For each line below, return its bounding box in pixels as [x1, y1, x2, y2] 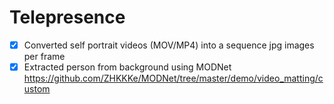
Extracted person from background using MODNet [23, 61, 232, 73]
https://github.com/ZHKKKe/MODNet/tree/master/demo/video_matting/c [23, 72, 324, 85]
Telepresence [9, 6, 126, 29]
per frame [23, 51, 66, 62]
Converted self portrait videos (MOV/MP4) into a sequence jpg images [23, 39, 315, 51]
